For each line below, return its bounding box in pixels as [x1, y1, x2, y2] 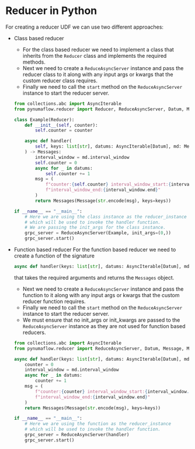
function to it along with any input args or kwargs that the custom [22, 291, 180, 298]
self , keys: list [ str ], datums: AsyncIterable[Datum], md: [35, 144, 182, 149]
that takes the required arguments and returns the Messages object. [13, 274, 175, 281]
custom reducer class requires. [22, 77, 97, 84]
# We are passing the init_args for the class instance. [25, 225, 166, 231]
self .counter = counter [35, 127, 93, 134]
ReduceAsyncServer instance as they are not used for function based [22, 322, 186, 329]
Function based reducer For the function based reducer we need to [13, 246, 176, 253]
